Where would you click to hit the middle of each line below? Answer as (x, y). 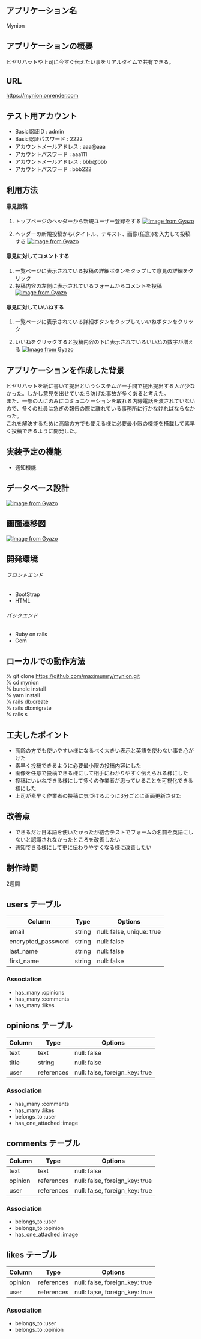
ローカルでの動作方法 (46, 661)
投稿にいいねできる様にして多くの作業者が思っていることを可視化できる (104, 780)
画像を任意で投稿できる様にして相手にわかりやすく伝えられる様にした (102, 773)
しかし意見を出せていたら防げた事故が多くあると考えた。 (98, 394)
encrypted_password (39, 942)
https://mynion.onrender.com (42, 96)
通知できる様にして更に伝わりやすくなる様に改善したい (83, 847)
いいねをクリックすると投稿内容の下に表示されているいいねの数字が (99, 342)
